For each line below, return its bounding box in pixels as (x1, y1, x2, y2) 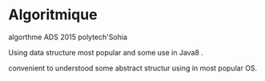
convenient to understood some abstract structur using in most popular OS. (8, 63, 258, 73)
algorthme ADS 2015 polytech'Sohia (8, 32, 128, 42)
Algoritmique (8, 6, 98, 24)
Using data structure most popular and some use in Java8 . (8, 47, 204, 57)
